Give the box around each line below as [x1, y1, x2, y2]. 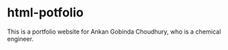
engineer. [7, 34, 34, 42]
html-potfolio [7, 5, 84, 21]
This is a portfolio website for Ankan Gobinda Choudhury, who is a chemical [7, 27, 221, 36]
